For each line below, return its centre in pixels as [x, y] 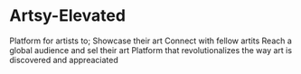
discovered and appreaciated [64, 60]
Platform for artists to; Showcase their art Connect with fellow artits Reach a [150, 41]
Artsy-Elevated [68, 16]
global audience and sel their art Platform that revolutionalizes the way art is [150, 50]
